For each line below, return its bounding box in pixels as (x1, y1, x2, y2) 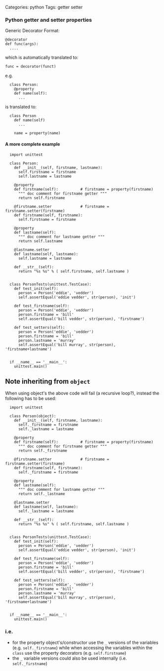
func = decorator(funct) (5, 64, 56, 69)
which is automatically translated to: (5, 54, 79, 61)
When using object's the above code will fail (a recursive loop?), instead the (5, 390, 160, 396)
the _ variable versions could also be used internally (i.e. (12, 655, 127, 661)
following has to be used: (5, 395, 57, 401)
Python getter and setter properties (5, 16, 92, 23)
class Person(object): (9, 414, 56, 419)
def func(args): (5, 41, 39, 46)
